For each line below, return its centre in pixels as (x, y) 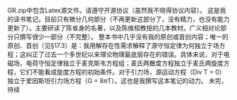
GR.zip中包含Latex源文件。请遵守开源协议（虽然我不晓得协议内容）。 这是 (114, 10)
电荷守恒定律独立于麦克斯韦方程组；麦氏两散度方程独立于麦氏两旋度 (124, 63)
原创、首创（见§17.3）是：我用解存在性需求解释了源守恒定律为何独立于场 (114, 45)
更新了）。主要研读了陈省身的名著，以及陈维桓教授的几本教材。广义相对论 (114, 28)
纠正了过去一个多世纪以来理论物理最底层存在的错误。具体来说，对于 (124, 54)
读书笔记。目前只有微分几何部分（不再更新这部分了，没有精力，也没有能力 (121, 19)
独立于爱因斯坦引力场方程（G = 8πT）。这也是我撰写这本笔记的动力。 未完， (117, 81)
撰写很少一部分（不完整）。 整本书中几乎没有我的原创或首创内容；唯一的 (124, 37)
